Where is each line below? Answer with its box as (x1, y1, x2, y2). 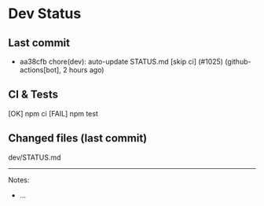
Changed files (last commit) (8, 131, 148, 145)
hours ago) (68, 65, 104, 75)
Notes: (8, 175, 30, 185)
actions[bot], (19, 65, 61, 75)
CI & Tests (8, 88, 59, 101)
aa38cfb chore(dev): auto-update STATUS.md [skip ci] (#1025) (19, 57, 224, 66)
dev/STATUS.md (8, 153, 61, 162)
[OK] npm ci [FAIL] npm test (8, 109, 98, 118)
